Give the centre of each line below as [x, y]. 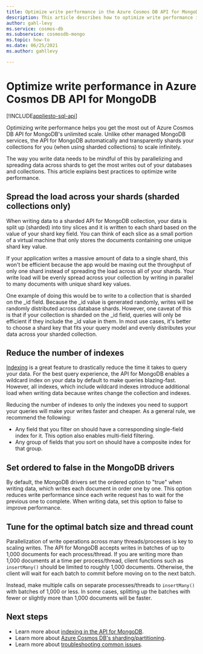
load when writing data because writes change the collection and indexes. [99, 393]
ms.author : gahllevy [32, 51]
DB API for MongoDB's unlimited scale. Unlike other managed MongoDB [96, 134]
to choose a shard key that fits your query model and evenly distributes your [101, 327]
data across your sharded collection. [52, 334]
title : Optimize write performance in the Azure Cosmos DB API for [93, 12]
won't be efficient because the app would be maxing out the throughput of [99, 264]
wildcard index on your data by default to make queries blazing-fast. [91, 380]
